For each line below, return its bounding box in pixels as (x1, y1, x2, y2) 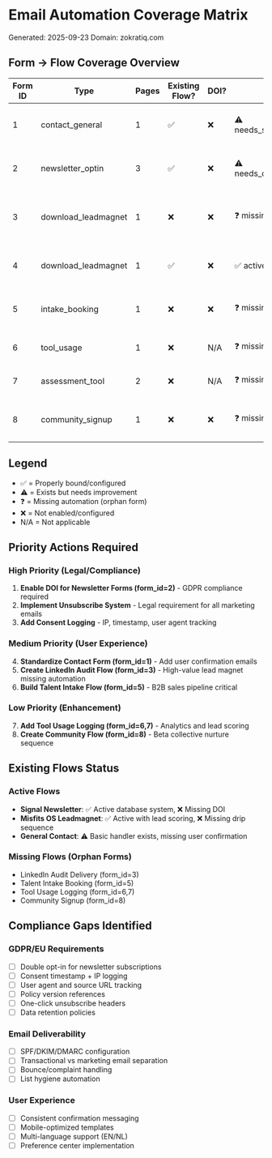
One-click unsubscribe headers (19, 998, 126, 1008)
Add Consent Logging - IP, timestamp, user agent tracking (19, 617, 217, 627)
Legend (8, 456, 48, 471)
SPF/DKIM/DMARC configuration (19, 1047, 130, 1057)
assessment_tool (40, 375, 105, 387)
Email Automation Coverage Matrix (8, 6, 249, 24)
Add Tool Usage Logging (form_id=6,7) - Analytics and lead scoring (19, 720, 249, 730)
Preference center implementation (19, 1140, 135, 1150)
